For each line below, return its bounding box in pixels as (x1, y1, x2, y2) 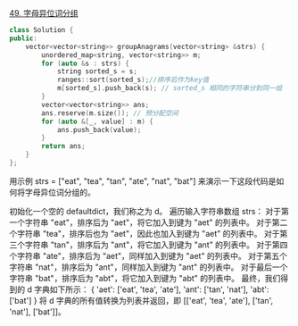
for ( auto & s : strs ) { (41, 59, 129, 68)
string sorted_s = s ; (56, 67, 138, 76)
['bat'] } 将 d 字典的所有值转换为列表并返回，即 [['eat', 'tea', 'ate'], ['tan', (9, 295, 274, 305)
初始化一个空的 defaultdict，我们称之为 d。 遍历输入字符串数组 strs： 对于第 (9, 205, 290, 216)
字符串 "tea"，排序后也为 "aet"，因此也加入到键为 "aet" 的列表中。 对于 (16, 228, 280, 238)
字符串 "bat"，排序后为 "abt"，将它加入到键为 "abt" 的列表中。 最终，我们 (9, 272, 281, 283)
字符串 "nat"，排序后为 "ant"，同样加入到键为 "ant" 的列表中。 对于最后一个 (9, 262, 288, 272)
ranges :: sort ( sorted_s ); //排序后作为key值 (56, 75, 210, 85)
